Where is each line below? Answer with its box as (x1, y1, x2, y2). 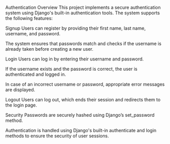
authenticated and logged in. (5, 71, 66, 77)
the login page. (5, 102, 37, 108)
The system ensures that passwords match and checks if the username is (5, 40, 162, 47)
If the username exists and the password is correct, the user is (5, 66, 138, 72)
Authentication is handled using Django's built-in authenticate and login (5, 128, 157, 133)
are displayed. (5, 87, 35, 93)
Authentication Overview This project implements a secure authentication (5, 5, 161, 10)
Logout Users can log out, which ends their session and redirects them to (5, 97, 161, 102)
